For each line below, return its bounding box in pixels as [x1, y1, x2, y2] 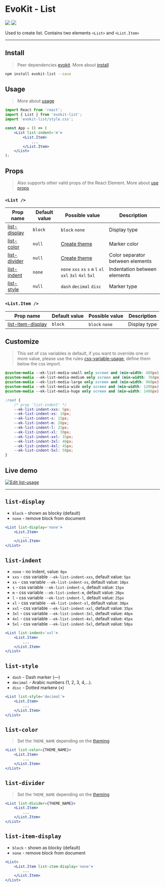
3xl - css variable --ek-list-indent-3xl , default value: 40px [12, 610, 133, 616]
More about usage [17, 98, 55, 104]
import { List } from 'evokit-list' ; [5, 112, 82, 117]
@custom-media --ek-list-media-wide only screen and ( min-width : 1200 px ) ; [5, 384, 162, 390]
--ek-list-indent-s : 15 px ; [14, 416, 69, 421]
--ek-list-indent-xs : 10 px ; [14, 411, 71, 417]
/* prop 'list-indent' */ [14, 402, 67, 407]
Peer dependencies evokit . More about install [17, 62, 109, 67]
